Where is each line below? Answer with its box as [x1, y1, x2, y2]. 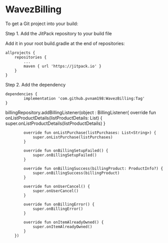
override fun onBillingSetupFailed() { [23, 148, 109, 153]
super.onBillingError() [32, 206, 83, 211]
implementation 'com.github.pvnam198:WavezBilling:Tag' [23, 96, 145, 101]
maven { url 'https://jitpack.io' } [23, 63, 102, 69]
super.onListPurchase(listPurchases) [32, 135, 113, 140]
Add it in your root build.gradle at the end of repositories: [5, 40, 125, 47]
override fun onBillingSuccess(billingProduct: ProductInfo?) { [23, 166, 163, 171]
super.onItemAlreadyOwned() [32, 224, 93, 229]
